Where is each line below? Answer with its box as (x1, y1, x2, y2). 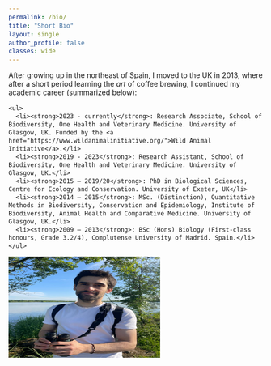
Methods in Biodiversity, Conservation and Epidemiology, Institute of (8, 202, 255, 210)
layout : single (8, 30, 60, 38)
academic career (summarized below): (8, 87, 138, 97)
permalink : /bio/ (8, 13, 67, 21)
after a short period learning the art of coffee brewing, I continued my (8, 79, 241, 89)
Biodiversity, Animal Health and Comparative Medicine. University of (8, 210, 252, 218)
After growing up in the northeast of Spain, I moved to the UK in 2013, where (8, 70, 263, 80)
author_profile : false (8, 39, 85, 47)
